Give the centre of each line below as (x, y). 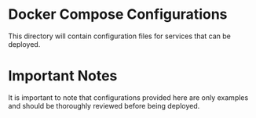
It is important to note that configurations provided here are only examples (128, 97)
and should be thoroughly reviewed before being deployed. (104, 105)
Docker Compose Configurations (118, 14)
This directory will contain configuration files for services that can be (120, 36)
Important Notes (63, 76)
